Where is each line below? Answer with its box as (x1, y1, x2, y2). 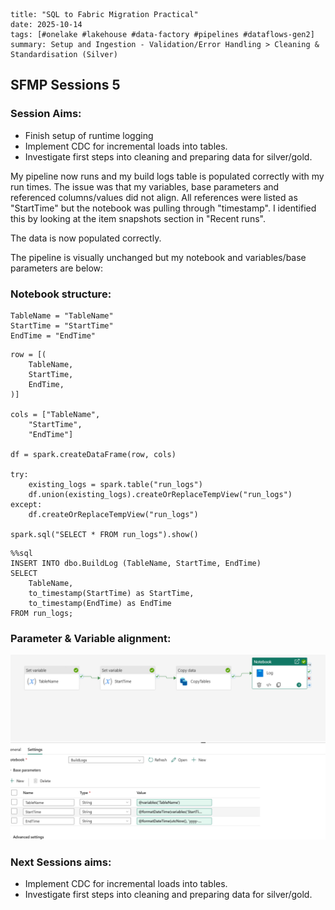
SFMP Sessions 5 (10, 77, 121, 94)
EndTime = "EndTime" (10, 330, 97, 341)
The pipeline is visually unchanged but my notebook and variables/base (10, 251, 307, 263)
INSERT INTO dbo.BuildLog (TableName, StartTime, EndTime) (10, 558, 262, 568)
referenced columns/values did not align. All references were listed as (10, 191, 298, 203)
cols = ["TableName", (10, 409, 101, 419)
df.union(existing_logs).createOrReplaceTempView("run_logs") (28, 489, 293, 499)
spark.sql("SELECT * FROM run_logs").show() (10, 529, 199, 539)
